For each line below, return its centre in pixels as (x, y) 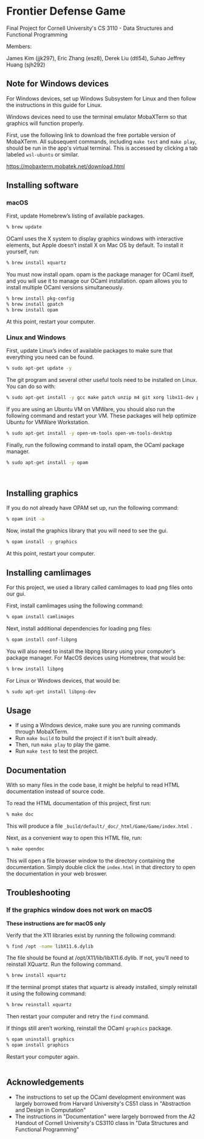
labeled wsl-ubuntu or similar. (43, 154)
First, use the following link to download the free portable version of (91, 135)
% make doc (20, 814)
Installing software (42, 185)
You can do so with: (31, 386)
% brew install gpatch (35, 305)
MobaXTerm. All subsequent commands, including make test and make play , (101, 141)
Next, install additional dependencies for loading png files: (79, 628)
